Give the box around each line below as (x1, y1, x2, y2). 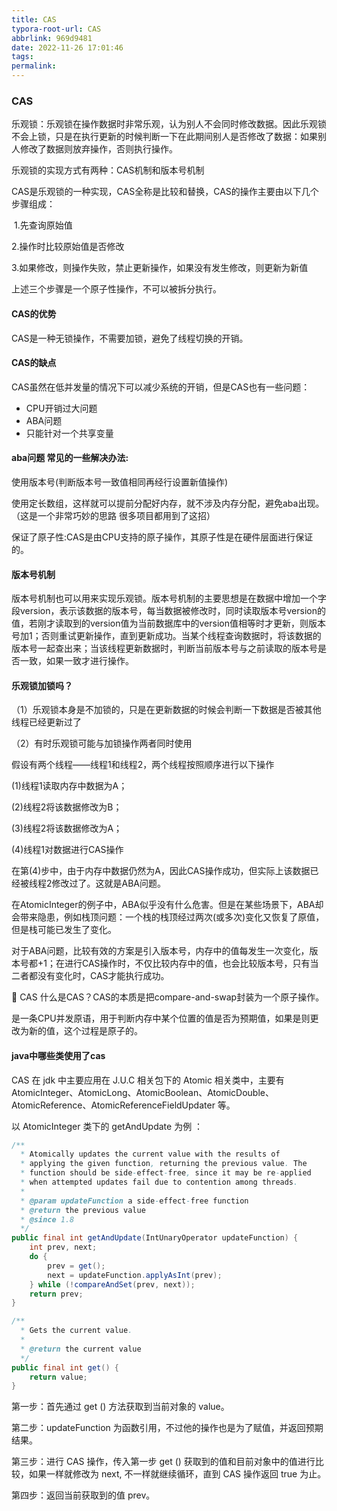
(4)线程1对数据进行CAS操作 (11, 844, 124, 856)
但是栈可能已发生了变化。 (11, 924, 117, 936)
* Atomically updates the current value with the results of (20, 1149, 281, 1160)
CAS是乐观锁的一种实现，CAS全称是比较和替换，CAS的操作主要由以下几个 (11, 186, 319, 198)
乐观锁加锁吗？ (11, 679, 73, 691)
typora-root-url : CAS (11, 24, 102, 34)
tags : (11, 52, 34, 62)
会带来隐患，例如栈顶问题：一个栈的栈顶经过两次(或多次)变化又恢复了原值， (11, 911, 325, 923)
